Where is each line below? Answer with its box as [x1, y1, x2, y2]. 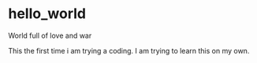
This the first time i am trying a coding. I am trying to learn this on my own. [8, 46, 250, 55]
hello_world [8, 5, 87, 23]
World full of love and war [8, 31, 92, 40]
